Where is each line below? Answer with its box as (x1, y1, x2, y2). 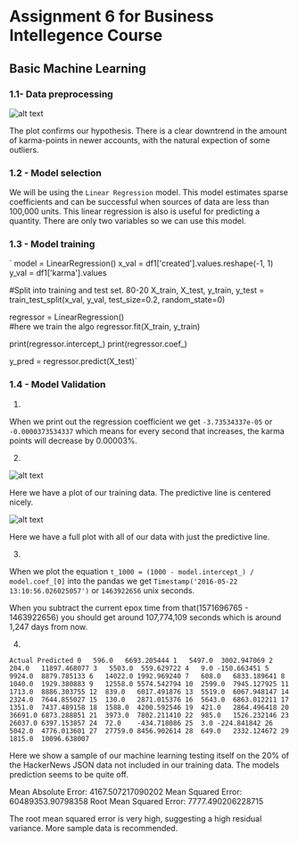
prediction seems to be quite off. (9, 769, 129, 779)
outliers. (9, 144, 39, 155)
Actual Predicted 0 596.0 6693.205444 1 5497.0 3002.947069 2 (9, 656, 274, 665)
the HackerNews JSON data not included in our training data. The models (9, 759, 279, 770)
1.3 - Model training (9, 238, 95, 251)
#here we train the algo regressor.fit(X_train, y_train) (9, 321, 201, 332)
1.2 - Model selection (9, 166, 103, 179)
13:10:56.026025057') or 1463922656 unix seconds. (9, 584, 195, 596)
